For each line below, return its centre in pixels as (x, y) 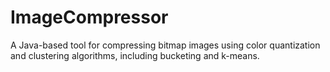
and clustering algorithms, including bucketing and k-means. (135, 55)
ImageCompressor (89, 17)
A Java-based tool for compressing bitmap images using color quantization (165, 45)
